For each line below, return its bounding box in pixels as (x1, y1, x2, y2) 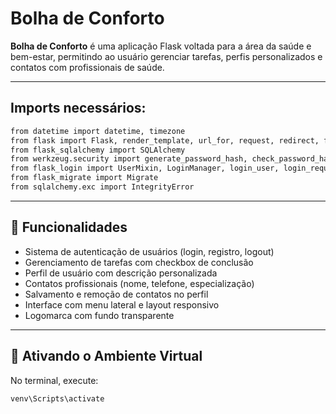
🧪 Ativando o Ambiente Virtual (10, 348, 203, 365)
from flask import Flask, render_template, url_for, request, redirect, (10, 135, 320, 146)
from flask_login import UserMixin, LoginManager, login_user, (10, 163, 280, 174)
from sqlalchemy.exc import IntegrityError (10, 182, 195, 192)
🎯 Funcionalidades (10, 219, 128, 236)
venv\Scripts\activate (10, 393, 105, 404)
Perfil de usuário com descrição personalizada (24, 267, 218, 279)
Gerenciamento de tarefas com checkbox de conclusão (24, 256, 254, 268)
